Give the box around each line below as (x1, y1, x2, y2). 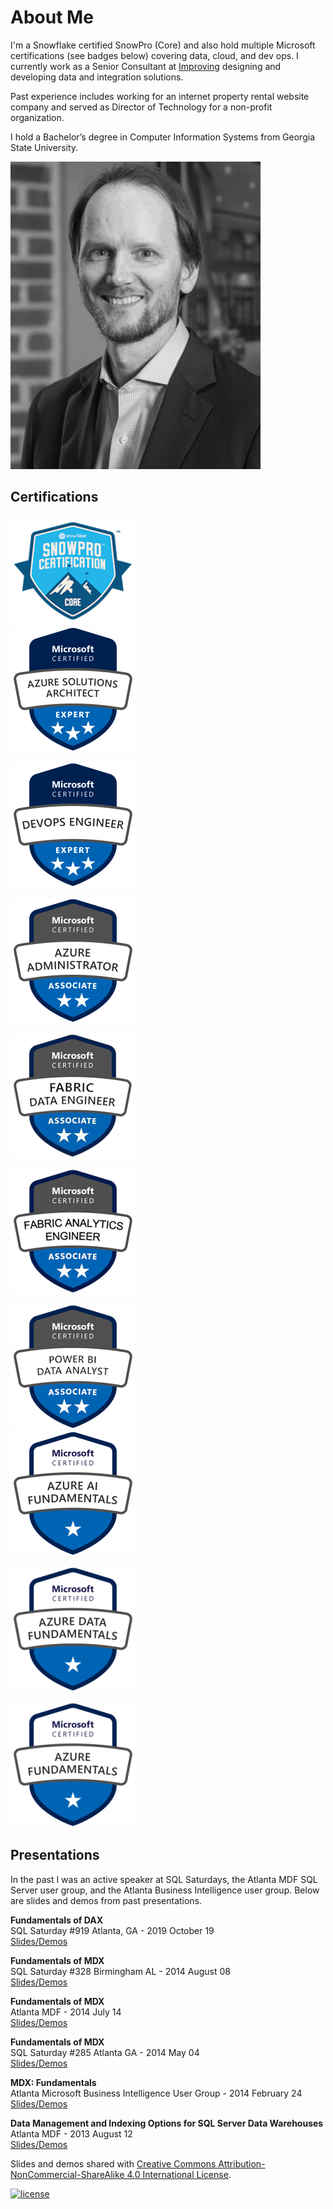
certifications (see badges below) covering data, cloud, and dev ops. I (10, 49, 299, 61)
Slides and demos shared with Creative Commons (10, 2157, 217, 2170)
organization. (10, 111, 65, 123)
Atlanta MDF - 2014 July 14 (10, 2006, 122, 2018)
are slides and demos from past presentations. (10, 1894, 203, 1906)
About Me (10, 6, 94, 29)
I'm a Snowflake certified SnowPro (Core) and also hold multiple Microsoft (10, 39, 316, 51)
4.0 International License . (126, 2168, 232, 2180)
